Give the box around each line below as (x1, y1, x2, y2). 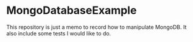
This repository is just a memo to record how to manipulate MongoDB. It (6, 23, 187, 31)
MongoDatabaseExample (6, 4, 137, 17)
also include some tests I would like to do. (6, 29, 111, 37)
